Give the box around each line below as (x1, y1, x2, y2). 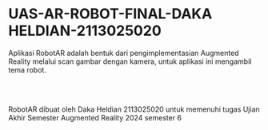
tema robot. (8, 65, 46, 74)
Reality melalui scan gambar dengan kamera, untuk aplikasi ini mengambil (8, 57, 252, 66)
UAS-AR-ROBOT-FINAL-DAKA (8, 5, 213, 23)
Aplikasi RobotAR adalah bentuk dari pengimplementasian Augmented (8, 48, 239, 57)
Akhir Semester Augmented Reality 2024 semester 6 (8, 112, 182, 122)
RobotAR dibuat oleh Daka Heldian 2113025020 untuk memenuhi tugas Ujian (8, 104, 260, 114)
